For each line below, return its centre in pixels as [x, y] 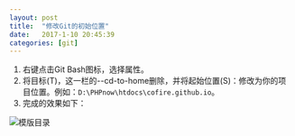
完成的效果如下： [54, 104]
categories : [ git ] [44, 43]
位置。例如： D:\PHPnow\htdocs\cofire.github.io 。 [125, 92]
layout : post [34, 18]
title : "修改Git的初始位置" [60, 26]
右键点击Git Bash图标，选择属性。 [85, 69]
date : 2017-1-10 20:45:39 [62, 34]
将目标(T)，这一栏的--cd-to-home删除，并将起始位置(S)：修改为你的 [150, 81]
